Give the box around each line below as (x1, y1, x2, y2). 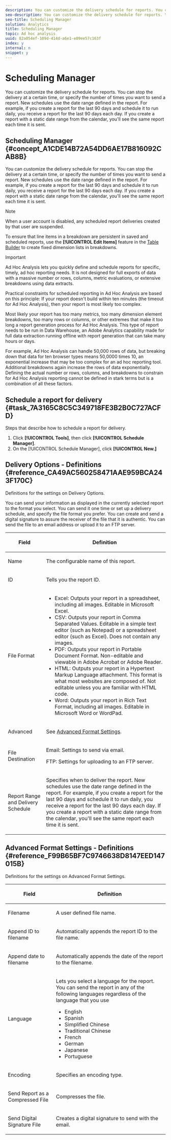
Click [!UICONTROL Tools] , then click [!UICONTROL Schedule (12, 435, 144, 441)
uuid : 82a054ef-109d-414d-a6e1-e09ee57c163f (5, 36, 101, 41)
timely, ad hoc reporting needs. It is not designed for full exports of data (5, 270, 156, 276)
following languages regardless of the (55, 990, 146, 997)
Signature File (8, 1121, 41, 1128)
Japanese (64, 1046, 88, 1053)
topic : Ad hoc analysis (5, 31, 56, 36)
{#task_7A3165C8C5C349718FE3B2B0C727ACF (5, 403, 161, 412)
